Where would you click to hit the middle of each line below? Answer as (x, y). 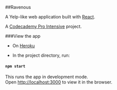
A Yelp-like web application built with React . (50, 17)
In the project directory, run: (41, 55)
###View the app (23, 36)
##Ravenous (18, 7)
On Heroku (23, 46)
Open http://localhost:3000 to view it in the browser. (59, 82)
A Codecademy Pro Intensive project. (44, 26)
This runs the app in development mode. (47, 77)
